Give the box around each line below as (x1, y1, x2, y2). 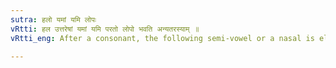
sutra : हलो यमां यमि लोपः (10, 14, 97, 25)
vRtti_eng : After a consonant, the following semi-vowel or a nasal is (10, 33, 315, 43)
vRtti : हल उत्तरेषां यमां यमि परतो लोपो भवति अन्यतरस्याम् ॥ (10, 24, 200, 34)
